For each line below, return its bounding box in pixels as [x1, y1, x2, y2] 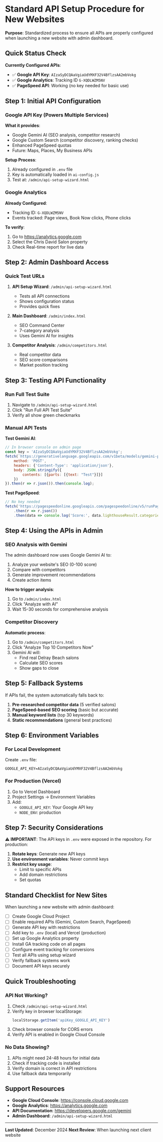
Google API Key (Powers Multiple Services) [5, 112, 109, 118]
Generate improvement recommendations [12, 572, 96, 578]
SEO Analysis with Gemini [5, 541, 67, 548]
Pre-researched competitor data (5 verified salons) [12, 701, 116, 707]
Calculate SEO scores [19, 659, 63, 666]
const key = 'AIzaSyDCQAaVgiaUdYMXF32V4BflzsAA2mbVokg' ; [5, 449, 123, 454]
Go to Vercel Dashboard [12, 789, 61, 794]
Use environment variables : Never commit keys [12, 856, 109, 862]
